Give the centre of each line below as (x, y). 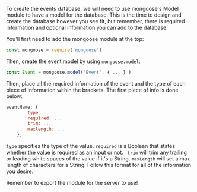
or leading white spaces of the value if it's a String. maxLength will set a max (98, 159)
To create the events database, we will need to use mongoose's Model (93, 9)
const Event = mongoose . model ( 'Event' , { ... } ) (69, 72)
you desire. (20, 171)
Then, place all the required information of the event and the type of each (96, 83)
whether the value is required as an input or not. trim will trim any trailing (96, 152)
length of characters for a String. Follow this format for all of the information (99, 165)
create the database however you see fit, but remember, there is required (96, 21)
